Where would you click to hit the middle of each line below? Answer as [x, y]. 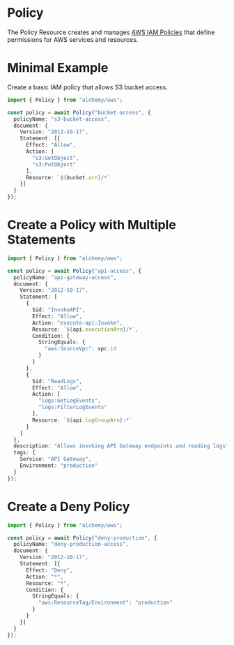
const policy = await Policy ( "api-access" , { [74, 271]
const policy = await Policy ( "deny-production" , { [82, 538]
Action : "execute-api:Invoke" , [78, 322]
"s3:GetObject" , [56, 158]
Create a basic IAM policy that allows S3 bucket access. [88, 87]
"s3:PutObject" [54, 164]
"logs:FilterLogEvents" [73, 407]
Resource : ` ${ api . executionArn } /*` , [85, 329]
